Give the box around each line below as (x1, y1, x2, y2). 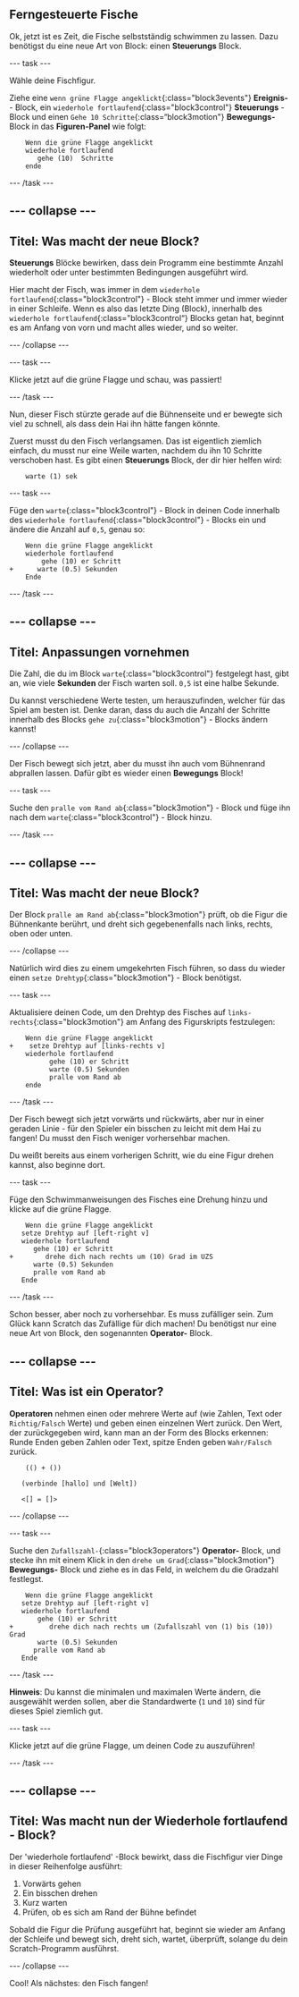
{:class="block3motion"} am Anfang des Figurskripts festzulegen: (32, 1017, 276, 1028)
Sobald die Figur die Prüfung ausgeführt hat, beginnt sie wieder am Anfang (9, 1924, 286, 1934)
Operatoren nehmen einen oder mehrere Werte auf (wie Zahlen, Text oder (9, 1408, 283, 1418)
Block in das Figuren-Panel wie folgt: (9, 121, 146, 131)
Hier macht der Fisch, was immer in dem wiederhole (9, 284, 201, 295)
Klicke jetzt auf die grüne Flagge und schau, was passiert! (9, 375, 223, 385)
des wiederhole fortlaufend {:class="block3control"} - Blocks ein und (9, 514, 266, 526)
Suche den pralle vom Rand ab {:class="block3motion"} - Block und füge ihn (9, 802, 291, 813)
